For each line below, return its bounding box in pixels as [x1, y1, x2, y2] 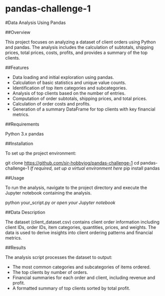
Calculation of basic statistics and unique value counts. [12, 79, 126, 85]
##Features [5, 64, 29, 70]
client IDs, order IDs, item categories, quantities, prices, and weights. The [5, 224, 156, 230]
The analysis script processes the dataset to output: [5, 254, 112, 260]
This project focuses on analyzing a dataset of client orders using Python [5, 38, 156, 45]
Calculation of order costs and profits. [12, 100, 91, 106]
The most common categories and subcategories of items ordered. [12, 263, 151, 270]
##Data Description [5, 209, 45, 215]
